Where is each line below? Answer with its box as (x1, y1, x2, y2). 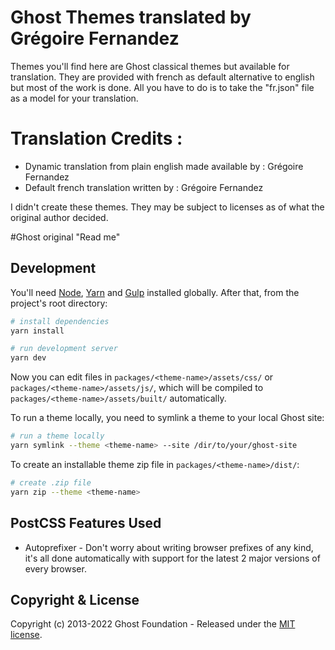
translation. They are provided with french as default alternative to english (10, 71, 315, 83)
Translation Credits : (10, 127, 183, 150)
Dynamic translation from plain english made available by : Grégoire (24, 160, 304, 172)
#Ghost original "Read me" (10, 231, 121, 243)
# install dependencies (10, 316, 110, 326)
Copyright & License (10, 591, 140, 608)
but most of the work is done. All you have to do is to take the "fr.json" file (10, 81, 315, 93)
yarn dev (10, 353, 47, 363)
